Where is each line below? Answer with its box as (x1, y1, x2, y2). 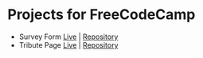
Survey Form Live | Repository (18, 32, 119, 41)
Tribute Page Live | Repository (18, 40, 119, 49)
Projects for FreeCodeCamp (7, 6, 196, 24)
